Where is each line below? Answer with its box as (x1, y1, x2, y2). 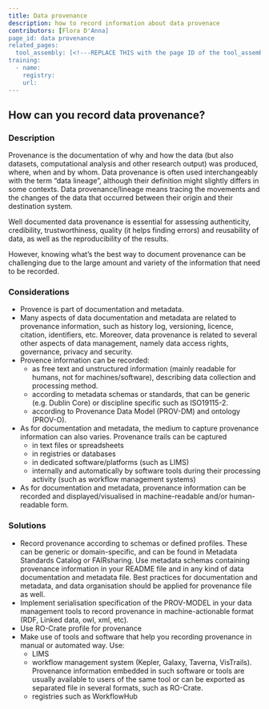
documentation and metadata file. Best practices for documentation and (19, 572, 258, 582)
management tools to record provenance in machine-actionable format (19, 606, 254, 616)
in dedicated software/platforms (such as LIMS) (31, 458, 190, 467)
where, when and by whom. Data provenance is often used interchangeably (8, 167, 259, 177)
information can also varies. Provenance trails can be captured (19, 432, 227, 442)
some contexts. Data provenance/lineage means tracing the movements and (8, 185, 260, 194)
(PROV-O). (31, 415, 67, 425)
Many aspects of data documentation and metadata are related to (19, 313, 237, 322)
